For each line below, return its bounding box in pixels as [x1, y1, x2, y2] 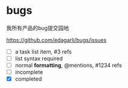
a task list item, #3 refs [14, 48, 72, 55]
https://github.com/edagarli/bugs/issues [6, 36, 107, 43]
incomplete [14, 69, 43, 76]
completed [14, 75, 42, 83]
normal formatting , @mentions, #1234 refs [14, 61, 122, 69]
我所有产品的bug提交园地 [6, 24, 69, 31]
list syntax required [14, 55, 63, 62]
